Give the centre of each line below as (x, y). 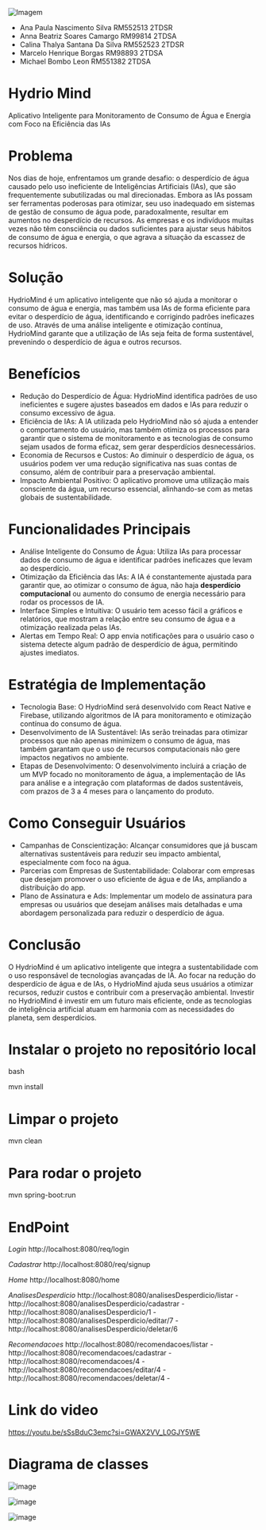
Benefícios (44, 374)
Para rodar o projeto (75, 1173)
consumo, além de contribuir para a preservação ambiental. (118, 472)
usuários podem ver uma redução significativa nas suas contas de (128, 463)
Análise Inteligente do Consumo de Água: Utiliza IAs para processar (131, 551)
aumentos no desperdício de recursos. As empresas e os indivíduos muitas (131, 220)
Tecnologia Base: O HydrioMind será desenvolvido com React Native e (135, 706)
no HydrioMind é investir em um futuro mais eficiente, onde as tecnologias (130, 1000)
